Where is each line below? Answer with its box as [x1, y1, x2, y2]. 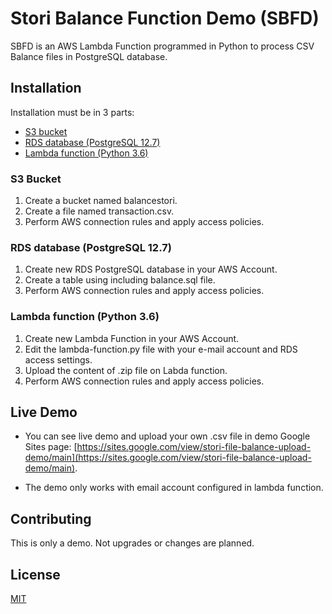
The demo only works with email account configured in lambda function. [24, 482, 324, 494]
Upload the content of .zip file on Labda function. [24, 364, 228, 376]
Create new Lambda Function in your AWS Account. [24, 332, 240, 344]
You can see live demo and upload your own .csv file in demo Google [24, 430, 311, 442]
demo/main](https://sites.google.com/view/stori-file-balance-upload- [24, 452, 312, 464]
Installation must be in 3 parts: [10, 106, 135, 118]
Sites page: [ [24, 441, 78, 453]
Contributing [10, 510, 92, 527]
